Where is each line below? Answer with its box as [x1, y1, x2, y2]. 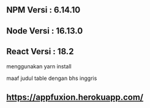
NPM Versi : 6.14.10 [6, 5, 81, 15]
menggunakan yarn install [6, 62, 72, 70]
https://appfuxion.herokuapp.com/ [6, 92, 144, 103]
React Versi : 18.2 [6, 46, 74, 57]
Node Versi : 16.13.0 [6, 26, 83, 36]
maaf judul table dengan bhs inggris [6, 74, 97, 82]
